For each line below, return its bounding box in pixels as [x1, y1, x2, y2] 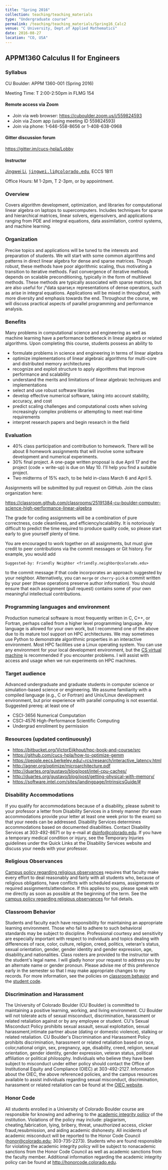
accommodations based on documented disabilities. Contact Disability [5, 824, 150, 830]
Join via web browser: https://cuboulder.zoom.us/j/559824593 [12, 112, 142, 118]
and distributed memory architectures [12, 361, 91, 367]
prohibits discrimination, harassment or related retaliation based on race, [5, 1039, 155, 1045]
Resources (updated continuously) [5, 735, 91, 742]
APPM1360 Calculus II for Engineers [5, 54, 120, 63]
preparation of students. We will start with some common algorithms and [5, 253, 155, 259]
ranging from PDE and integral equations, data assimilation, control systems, [5, 218, 162, 224]
